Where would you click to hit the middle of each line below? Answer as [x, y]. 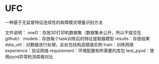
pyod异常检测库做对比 [31, 56]
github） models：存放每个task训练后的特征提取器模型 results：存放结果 [78, 38]
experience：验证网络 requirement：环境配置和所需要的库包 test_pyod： [78, 51]
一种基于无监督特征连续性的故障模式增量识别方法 [54, 22]
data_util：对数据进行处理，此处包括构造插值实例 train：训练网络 [70, 44]
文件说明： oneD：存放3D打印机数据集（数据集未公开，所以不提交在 [73, 32]
